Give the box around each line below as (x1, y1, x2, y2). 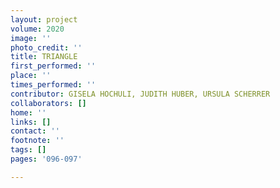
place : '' (10, 71, 52, 81)
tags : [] (10, 145, 47, 155)
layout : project (10, 14, 78, 25)
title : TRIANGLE (10, 52, 78, 62)
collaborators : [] (10, 98, 87, 108)
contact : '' (10, 126, 60, 136)
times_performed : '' (10, 80, 97, 90)
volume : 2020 (10, 24, 65, 34)
